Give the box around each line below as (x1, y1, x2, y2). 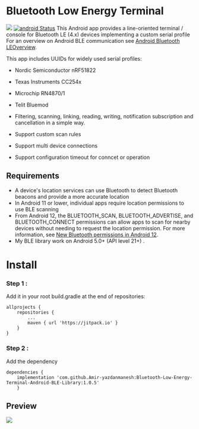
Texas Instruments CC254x (14, 78, 82, 85)
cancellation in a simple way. (14, 119, 86, 126)
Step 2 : (6, 344, 29, 352)
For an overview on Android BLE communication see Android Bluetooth (6, 37, 180, 44)
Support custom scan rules (14, 130, 81, 137)
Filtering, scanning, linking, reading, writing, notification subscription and (14, 112, 194, 120)
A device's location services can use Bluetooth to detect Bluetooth (14, 186, 178, 194)
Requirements (6, 171, 59, 181)
